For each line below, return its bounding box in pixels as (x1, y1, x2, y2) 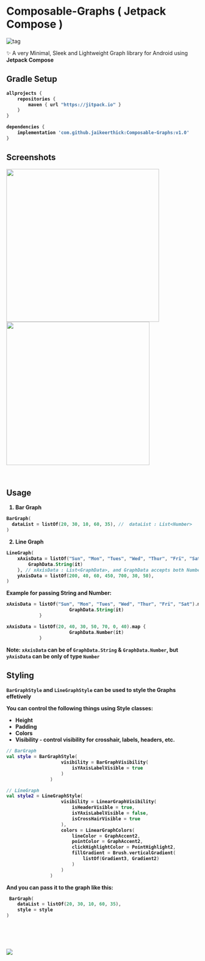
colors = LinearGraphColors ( (60, 827, 135, 833)
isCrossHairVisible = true (71, 816, 140, 822)
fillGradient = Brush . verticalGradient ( (71, 850, 176, 856)
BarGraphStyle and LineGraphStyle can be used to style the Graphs (6, 687, 176, 694)
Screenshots (6, 152, 56, 163)
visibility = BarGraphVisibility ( (60, 759, 149, 765)
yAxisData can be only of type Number (6, 652, 100, 660)
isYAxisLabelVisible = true (71, 765, 143, 771)
